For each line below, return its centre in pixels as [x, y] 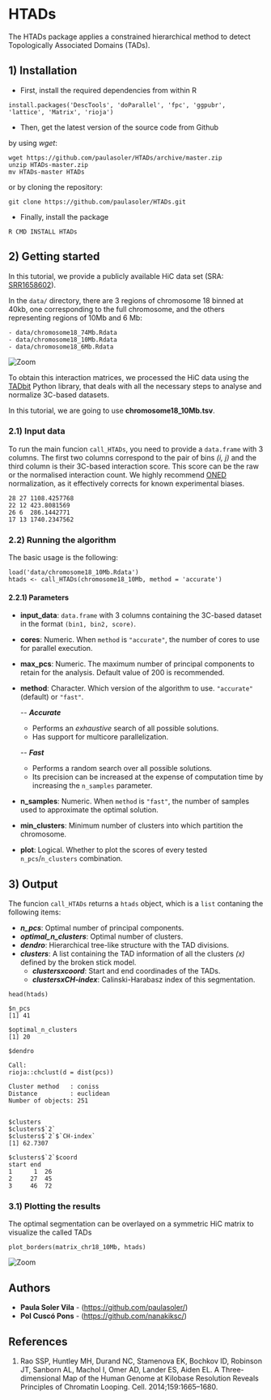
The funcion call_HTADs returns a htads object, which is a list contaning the [136, 904]
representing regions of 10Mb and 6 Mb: [76, 318]
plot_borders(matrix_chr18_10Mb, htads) [78, 1248]
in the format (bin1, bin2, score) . [78, 624]
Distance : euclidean [59, 1094]
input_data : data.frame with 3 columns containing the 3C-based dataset [141, 615]
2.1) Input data [37, 431]
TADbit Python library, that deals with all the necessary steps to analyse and [135, 386]
